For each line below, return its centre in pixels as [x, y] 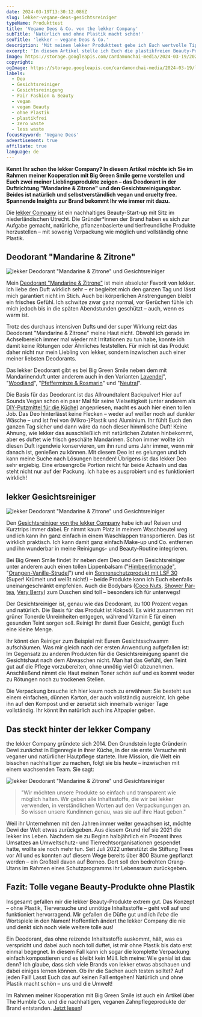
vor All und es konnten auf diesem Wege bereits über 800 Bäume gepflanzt [99, 855]
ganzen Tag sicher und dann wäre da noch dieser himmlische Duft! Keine [97, 427]
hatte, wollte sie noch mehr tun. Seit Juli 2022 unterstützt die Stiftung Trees [100, 849]
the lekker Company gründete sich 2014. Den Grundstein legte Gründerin [97, 743]
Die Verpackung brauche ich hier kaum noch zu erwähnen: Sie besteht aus [99, 691]
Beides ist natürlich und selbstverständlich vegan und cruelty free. [92, 194]
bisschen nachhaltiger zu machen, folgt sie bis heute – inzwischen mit [93, 762]
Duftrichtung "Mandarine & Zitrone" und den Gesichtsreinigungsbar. [94, 188]
